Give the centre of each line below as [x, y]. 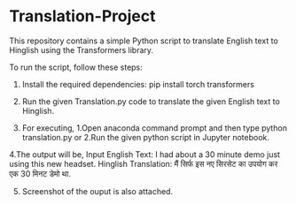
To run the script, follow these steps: [76, 67]
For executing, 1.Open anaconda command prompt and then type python [155, 128]
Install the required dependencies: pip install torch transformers [138, 84]
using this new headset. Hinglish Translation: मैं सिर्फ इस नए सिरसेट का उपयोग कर [144, 163]
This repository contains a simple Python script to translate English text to [144, 41]
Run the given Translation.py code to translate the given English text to [151, 101]
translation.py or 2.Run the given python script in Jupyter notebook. [146, 137]
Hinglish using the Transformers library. [81, 49]
